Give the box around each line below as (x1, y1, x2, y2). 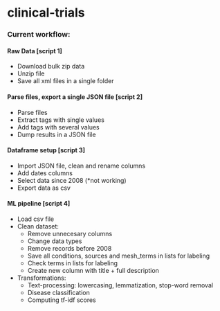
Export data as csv (17, 184, 71, 192)
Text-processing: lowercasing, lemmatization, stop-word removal (27, 281, 213, 289)
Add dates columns (17, 168, 73, 177)
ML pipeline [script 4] (7, 199, 71, 208)
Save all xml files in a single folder (17, 77, 114, 85)
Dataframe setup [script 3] (7, 146, 85, 154)
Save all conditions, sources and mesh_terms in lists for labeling (27, 251, 210, 260)
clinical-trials (7, 5, 85, 21)
